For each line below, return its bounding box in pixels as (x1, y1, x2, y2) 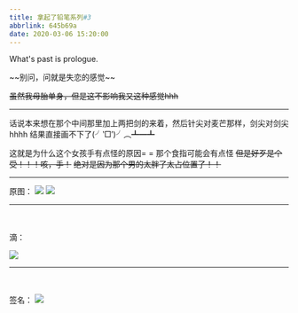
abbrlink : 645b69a (9, 21, 77, 30)
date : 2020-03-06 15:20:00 (9, 29, 109, 38)
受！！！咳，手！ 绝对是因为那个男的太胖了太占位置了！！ (9, 159, 222, 169)
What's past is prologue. (9, 54, 99, 65)
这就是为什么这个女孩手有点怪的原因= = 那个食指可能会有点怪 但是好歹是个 (9, 148, 283, 159)
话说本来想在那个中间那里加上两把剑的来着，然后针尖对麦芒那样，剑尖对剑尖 (9, 118, 289, 129)
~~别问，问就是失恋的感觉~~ (9, 72, 116, 82)
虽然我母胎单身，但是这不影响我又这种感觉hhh (9, 90, 179, 102)
